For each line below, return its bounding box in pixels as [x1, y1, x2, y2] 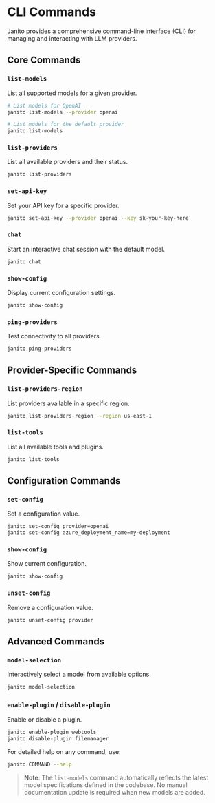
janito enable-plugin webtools [7, 729, 97, 736]
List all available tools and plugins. [7, 443, 104, 451]
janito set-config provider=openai [7, 523, 109, 530]
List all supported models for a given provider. [7, 89, 137, 97]
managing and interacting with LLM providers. [7, 34, 137, 42]
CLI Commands [7, 4, 97, 20]
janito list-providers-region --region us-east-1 [7, 412, 152, 419]
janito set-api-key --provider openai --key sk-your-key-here [7, 214, 189, 221]
